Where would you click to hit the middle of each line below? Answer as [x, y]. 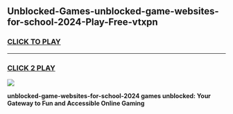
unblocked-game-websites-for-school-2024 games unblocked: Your [109, 95]
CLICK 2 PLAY [31, 68]
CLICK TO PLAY [34, 42]
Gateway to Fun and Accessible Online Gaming [76, 103]
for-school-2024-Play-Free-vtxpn [83, 22]
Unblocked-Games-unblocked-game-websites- [113, 11]
